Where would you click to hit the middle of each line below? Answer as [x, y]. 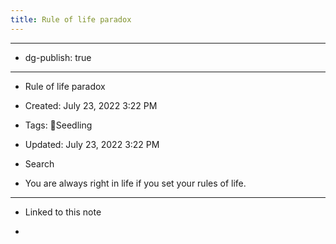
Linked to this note [63, 212]
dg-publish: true [58, 57]
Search [39, 163]
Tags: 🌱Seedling [58, 125]
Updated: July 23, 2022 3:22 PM [92, 144]
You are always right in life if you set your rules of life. [135, 183]
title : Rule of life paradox [71, 19]
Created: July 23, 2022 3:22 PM [91, 105]
